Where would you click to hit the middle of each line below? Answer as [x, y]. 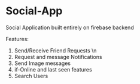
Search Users [31, 76]
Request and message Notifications [58, 57]
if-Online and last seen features [53, 69]
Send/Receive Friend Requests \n [55, 50]
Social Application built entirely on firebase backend [70, 27]
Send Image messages [42, 63]
